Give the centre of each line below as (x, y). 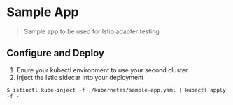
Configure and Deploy (55, 53)
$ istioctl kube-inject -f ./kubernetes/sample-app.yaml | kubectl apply (116, 90)
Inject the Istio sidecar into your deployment (80, 77)
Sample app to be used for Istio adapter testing (92, 31)
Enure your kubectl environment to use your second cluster (102, 70)
